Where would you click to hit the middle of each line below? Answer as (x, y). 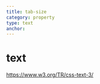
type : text (20, 23)
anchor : (16, 28)
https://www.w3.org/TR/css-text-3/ (50, 75)
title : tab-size (26, 12)
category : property (31, 17)
